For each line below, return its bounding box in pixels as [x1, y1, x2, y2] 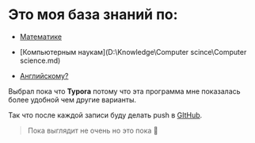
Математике [19, 32, 62, 41]
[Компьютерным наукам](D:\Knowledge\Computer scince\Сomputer [19, 47, 247, 56]
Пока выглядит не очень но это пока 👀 [27, 126, 158, 135]
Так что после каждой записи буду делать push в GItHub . [8, 110, 203, 120]
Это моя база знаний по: [8, 6, 178, 24]
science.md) [19, 56, 61, 65]
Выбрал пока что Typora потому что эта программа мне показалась [8, 86, 241, 96]
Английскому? [19, 71, 69, 80]
